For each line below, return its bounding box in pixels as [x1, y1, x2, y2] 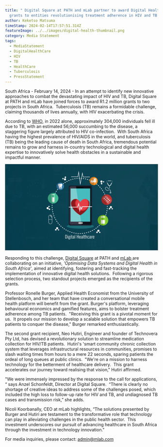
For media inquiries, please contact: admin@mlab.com [5, 436, 114, 442]
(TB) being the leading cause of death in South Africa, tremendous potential [5, 139, 157, 145]
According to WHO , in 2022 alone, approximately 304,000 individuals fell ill [5, 118, 155, 124]
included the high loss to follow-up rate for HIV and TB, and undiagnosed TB [5, 391, 158, 397]
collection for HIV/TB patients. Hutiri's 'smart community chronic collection [5, 341, 156, 347]
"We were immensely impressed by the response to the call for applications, [5, 376, 158, 382]
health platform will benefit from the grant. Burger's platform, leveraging [5, 300, 149, 306]
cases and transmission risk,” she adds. [5, 397, 84, 402]
